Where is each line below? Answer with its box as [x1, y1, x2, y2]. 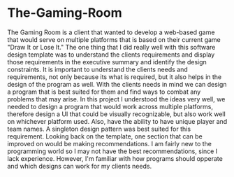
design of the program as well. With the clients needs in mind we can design [7, 80, 227, 88]
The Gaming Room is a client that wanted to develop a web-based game [7, 28, 215, 36]
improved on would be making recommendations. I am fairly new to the [7, 139, 212, 148]
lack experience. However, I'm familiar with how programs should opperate [7, 154, 224, 162]
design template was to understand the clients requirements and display [7, 50, 215, 59]
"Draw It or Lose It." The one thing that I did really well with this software [7, 43, 216, 51]
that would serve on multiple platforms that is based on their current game [7, 35, 221, 43]
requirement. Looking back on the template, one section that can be [7, 132, 203, 141]
